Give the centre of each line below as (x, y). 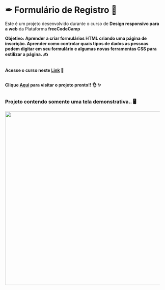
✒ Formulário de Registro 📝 (61, 10)
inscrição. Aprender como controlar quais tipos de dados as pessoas (77, 43)
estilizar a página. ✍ (27, 54)
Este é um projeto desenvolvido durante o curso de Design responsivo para (82, 24)
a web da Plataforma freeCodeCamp (42, 28)
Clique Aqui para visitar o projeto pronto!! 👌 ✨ (53, 85)
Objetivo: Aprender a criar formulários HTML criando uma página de (76, 38)
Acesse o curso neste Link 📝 (34, 70)
